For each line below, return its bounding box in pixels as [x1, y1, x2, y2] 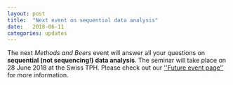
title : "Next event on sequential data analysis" [7, 17, 159, 24]
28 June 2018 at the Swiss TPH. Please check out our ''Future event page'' [7, 63, 225, 72]
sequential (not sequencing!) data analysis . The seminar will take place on [7, 56, 227, 65]
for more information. [7, 71, 69, 79]
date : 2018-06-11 [7, 23, 65, 30]
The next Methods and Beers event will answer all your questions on [7, 49, 206, 57]
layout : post [7, 10, 46, 17]
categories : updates [7, 29, 68, 37]
